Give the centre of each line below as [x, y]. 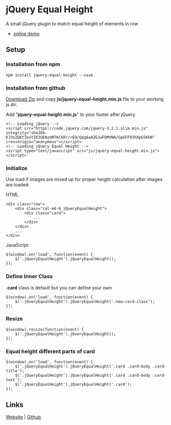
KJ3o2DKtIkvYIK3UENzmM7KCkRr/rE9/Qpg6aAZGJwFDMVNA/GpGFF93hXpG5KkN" [80, 137]
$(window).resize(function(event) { [45, 330]
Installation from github [36, 88]
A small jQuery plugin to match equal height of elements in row [72, 24]
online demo [26, 33]
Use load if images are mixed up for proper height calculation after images [84, 179]
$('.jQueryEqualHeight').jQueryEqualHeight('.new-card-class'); [85, 301]
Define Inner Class [29, 277]
